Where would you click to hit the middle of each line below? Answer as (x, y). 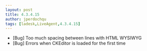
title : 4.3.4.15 (22, 14)
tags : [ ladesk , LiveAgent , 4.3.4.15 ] (43, 24)
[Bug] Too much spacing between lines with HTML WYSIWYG (77, 38)
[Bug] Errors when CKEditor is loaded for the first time (69, 43)
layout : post (19, 10)
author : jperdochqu (26, 19)
